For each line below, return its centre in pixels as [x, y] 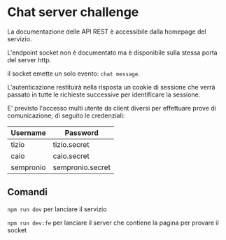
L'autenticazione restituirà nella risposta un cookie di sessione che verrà [111, 87]
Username [29, 132]
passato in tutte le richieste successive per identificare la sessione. [104, 94]
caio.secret [71, 156]
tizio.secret [71, 144]
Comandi [27, 192]
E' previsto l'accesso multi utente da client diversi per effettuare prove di [112, 108]
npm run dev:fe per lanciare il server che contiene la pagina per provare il [113, 223]
